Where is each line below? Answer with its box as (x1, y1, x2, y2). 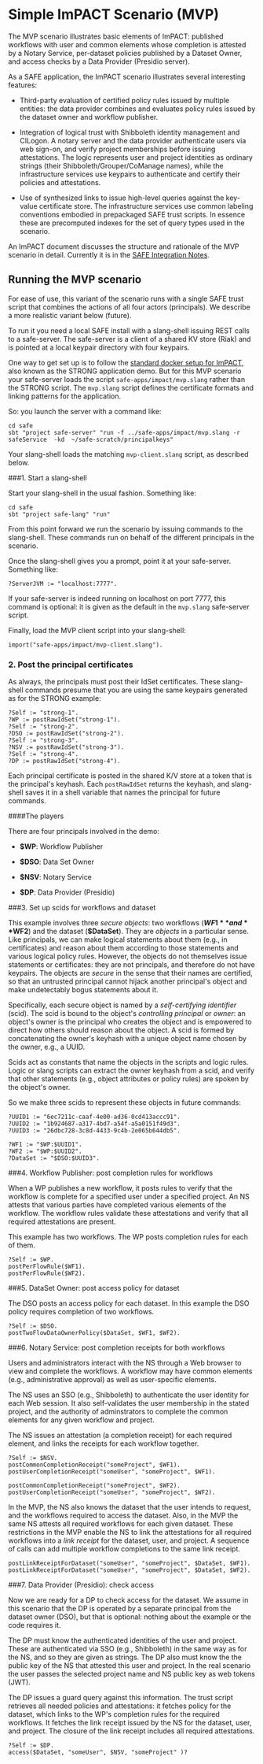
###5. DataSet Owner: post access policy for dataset (8, 1284, 180, 1293)
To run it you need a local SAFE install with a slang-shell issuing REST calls (8, 325, 250, 335)
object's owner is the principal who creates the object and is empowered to (8, 1017, 253, 1027)
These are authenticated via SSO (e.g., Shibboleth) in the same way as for (8, 1644, 247, 1654)
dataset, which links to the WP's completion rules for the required (8, 1710, 220, 1719)
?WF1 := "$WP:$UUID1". (8, 1140, 82, 1149)
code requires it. (8, 1621, 61, 1630)
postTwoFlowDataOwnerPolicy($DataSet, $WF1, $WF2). (8, 1329, 181, 1337)
